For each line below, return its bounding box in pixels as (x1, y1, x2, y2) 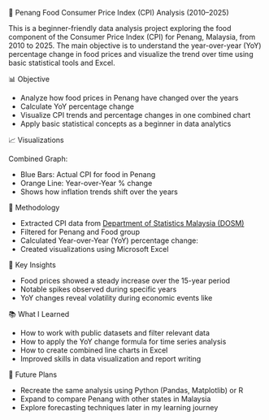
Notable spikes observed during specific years (20, 284, 177, 294)
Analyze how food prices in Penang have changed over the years (20, 93, 239, 102)
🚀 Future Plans (8, 370, 58, 379)
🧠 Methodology (8, 203, 60, 212)
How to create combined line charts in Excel (20, 345, 168, 355)
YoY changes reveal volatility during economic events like (20, 293, 213, 302)
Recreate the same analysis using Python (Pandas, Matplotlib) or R (20, 386, 244, 395)
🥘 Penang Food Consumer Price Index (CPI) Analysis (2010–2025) (8, 8, 229, 17)
